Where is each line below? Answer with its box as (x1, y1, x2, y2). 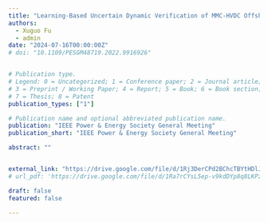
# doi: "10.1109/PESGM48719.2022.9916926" (8, 49, 152, 57)
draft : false (8, 187, 52, 195)
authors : (8, 19, 37, 27)
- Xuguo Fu (15, 26, 52, 34)
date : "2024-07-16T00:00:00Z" (8, 42, 109, 50)
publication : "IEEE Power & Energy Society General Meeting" (8, 121, 216, 130)
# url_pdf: (8, 172, 45, 180)
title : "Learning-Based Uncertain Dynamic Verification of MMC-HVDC (8, 11, 241, 20)
